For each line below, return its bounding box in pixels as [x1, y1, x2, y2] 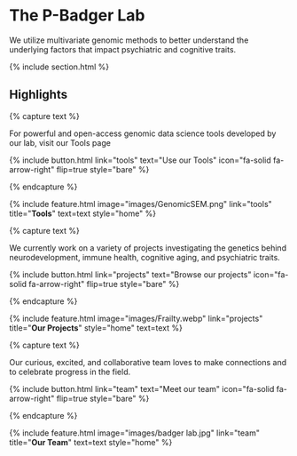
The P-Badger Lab [9, 5, 145, 26]
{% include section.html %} [9, 61, 110, 72]
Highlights [9, 87, 68, 102]
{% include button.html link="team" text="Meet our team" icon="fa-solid [9, 383, 275, 394]
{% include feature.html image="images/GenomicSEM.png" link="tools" [9, 198, 272, 209]
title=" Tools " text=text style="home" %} [9, 208, 157, 219]
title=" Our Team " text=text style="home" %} [9, 436, 173, 447]
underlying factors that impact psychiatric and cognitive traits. [9, 44, 237, 54]
